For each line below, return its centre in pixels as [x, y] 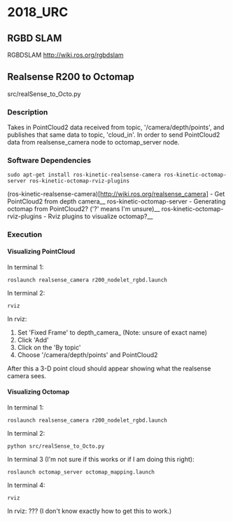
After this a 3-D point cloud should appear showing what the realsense [109, 368]
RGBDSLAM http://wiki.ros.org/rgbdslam [65, 55]
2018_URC [38, 12]
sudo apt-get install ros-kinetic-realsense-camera [84, 175]
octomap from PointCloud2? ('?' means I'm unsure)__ [84, 209]
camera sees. [27, 375]
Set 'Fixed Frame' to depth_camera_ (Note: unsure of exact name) [112, 332]
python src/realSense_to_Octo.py [56, 446]
